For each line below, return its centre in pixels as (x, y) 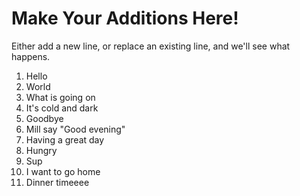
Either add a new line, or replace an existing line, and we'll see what (151, 46)
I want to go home (63, 171)
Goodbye (44, 118)
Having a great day (65, 139)
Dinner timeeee (57, 182)
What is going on (60, 97)
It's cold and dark (62, 108)
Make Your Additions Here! (125, 18)
